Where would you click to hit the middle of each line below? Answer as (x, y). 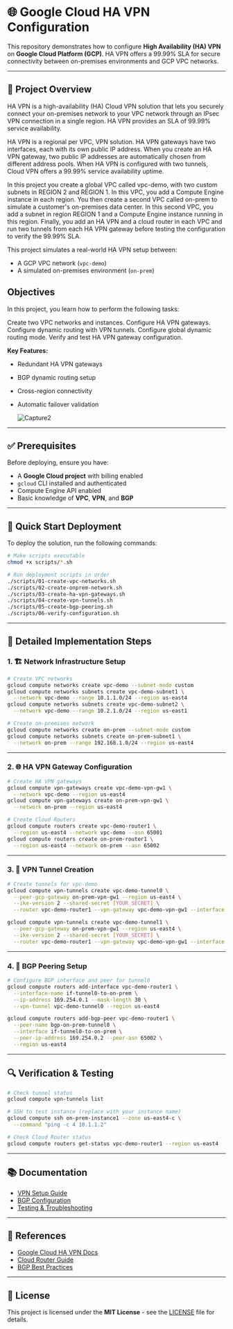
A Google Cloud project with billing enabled (80, 476)
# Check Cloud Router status (49, 1137)
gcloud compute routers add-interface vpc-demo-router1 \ (93, 987)
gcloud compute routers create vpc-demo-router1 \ (82, 826)
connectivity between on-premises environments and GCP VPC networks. (113, 61)
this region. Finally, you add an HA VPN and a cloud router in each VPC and (115, 221)
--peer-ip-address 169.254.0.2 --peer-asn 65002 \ (88, 1038)
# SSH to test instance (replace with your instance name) (94, 1112)
